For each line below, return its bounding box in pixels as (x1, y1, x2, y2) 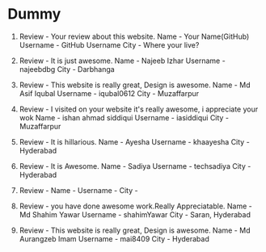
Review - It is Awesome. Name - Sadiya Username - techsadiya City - (19, 161, 251, 170)
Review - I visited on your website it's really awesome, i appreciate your (19, 104, 259, 114)
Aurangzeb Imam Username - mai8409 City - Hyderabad (19, 233, 209, 243)
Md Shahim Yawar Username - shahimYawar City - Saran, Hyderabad (19, 209, 251, 219)
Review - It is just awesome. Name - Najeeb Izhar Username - (19, 56, 226, 65)
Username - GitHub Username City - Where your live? (19, 40, 200, 49)
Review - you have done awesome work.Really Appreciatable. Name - (19, 201, 252, 211)
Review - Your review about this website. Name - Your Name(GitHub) (19, 31, 250, 41)
